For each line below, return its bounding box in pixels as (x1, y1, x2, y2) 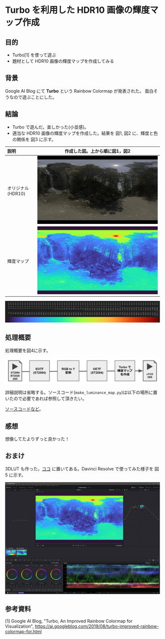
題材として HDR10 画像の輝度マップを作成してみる (12, 58, 114, 64)
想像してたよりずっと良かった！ (5, 436, 70, 442)
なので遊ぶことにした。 (9, 94, 57, 100)
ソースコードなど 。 (5, 406, 44, 412)
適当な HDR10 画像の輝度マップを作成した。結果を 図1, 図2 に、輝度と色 (12, 130, 158, 136)
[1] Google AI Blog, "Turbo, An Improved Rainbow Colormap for (5, 618, 133, 624)
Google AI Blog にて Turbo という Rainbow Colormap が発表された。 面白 (5, 88, 154, 94)
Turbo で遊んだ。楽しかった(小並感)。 (12, 124, 89, 130)
